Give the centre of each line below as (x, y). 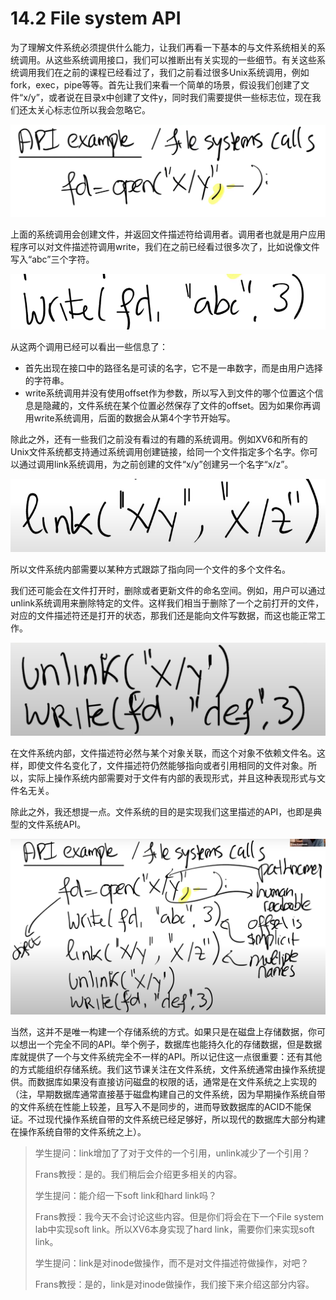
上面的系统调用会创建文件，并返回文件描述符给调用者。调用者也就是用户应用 (168, 234)
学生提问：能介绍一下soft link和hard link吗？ (125, 1195)
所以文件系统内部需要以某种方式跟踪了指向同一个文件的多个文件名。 (150, 569)
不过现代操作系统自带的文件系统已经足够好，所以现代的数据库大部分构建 (176, 1119)
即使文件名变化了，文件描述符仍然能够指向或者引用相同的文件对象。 (167, 766)
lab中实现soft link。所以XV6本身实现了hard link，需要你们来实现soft (174, 1229)
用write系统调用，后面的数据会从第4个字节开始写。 (130, 418)
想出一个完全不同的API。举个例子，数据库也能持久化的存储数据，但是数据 (170, 1044)
